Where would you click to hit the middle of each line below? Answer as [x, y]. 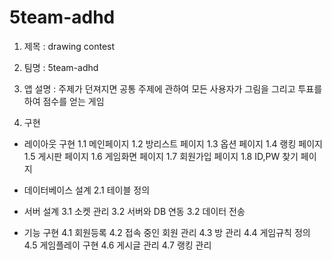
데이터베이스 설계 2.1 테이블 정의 [87, 190]
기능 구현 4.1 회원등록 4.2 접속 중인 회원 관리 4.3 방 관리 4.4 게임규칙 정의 [167, 232]
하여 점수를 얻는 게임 [64, 101]
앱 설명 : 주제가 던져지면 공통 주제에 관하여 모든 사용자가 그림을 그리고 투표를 [173, 88]
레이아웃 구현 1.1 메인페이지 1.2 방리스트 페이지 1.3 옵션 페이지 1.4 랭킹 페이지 [173, 143]
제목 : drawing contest [69, 46]
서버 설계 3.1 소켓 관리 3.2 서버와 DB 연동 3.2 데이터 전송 [134, 211]
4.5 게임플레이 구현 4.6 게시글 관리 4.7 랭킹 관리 [117, 245]
